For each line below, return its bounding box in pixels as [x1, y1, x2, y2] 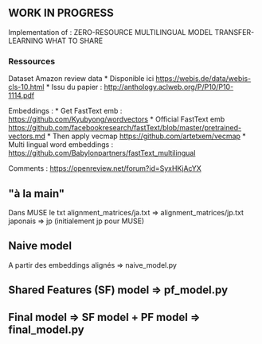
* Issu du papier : [45, 83, 103, 92]
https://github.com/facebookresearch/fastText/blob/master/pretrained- [8, 123, 241, 133]
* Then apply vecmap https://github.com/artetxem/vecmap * [47, 131, 247, 141]
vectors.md [8, 131, 46, 141]
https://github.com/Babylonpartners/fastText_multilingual [8, 149, 196, 158]
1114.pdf [8, 91, 35, 100]
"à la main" [8, 187, 65, 200]
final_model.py [8, 323, 85, 336]
